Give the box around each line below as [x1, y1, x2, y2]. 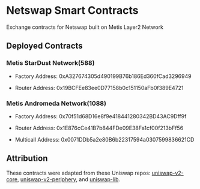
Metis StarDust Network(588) [6, 59, 95, 67]
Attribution [6, 154, 48, 164]
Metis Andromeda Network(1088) [6, 99, 107, 107]
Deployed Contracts [6, 41, 83, 51]
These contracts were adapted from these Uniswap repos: [6, 169, 151, 176]
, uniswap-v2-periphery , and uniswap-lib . [17, 175, 121, 183]
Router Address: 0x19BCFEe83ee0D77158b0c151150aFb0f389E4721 [14, 84, 184, 91]
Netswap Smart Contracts [6, 4, 139, 17]
